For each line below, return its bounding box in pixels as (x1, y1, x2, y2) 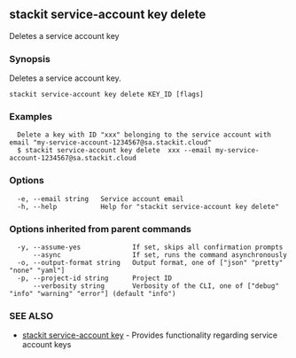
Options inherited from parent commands (9, 222, 192, 235)
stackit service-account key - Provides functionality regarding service (21, 330, 277, 340)
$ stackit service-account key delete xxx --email (17, 146, 213, 155)
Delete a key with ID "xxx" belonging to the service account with (17, 130, 272, 140)
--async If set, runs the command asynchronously (32, 251, 288, 260)
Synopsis (9, 52, 51, 65)
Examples (9, 111, 53, 123)
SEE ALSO (9, 309, 54, 322)
